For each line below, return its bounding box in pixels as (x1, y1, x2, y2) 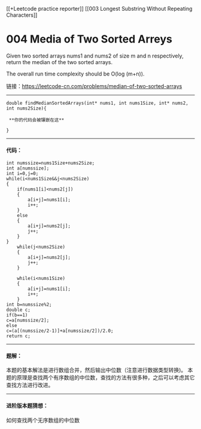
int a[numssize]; (6, 165, 50, 171)
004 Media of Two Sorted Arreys (6, 32, 172, 46)
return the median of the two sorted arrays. (6, 58, 112, 65)
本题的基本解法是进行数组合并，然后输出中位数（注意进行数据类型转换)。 (6, 367, 187, 374)
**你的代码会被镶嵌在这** (8, 117, 65, 123)
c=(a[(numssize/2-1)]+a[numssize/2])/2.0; (6, 328, 114, 334)
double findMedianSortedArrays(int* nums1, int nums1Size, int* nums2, (6, 100, 188, 106)
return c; (6, 333, 31, 339)
